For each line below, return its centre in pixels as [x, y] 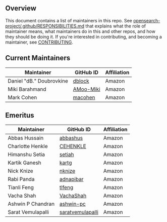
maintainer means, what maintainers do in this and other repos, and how [80, 31]
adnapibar [72, 179]
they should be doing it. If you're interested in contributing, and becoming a [84, 36]
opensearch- [147, 20]
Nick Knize [21, 171]
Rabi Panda [21, 179]
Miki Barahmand [27, 89]
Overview [21, 8]
